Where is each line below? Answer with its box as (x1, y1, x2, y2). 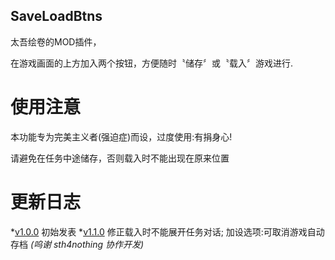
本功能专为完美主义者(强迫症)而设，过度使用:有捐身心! (10, 130, 233, 143)
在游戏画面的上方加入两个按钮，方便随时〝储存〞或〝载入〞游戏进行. (10, 57, 294, 69)
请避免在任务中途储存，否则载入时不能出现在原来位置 (10, 152, 230, 164)
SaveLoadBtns (10, 8, 103, 25)
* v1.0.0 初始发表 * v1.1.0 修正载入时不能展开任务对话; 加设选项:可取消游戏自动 (10, 225, 325, 238)
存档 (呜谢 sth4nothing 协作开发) (10, 238, 145, 250)
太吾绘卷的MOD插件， (10, 35, 102, 48)
